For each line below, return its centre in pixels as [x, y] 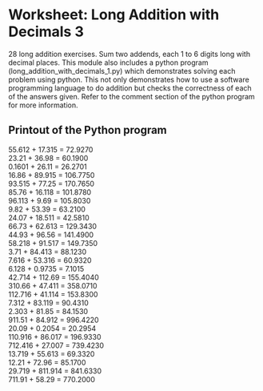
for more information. [43, 105]
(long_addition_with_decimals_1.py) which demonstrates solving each [122, 71]
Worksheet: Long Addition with [114, 15]
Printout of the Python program [88, 130]
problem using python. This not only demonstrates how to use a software [129, 79]
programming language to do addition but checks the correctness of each [130, 88]
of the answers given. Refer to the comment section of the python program [132, 96]
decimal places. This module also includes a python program [108, 62]
